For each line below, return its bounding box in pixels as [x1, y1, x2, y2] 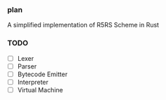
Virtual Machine [17, 85, 63, 94]
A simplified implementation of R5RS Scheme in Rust [7, 21, 160, 29]
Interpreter [17, 78, 49, 86]
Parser [17, 62, 37, 71]
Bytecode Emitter [17, 70, 68, 78]
